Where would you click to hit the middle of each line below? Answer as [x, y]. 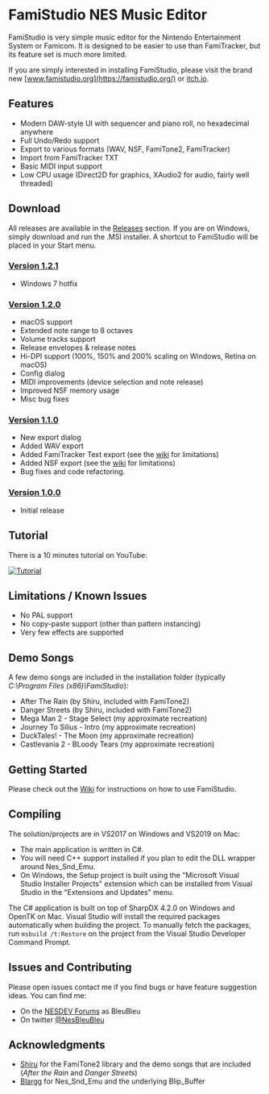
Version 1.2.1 [33, 266]
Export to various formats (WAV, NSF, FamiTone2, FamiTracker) [125, 149]
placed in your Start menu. [52, 245]
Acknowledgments [57, 1045]
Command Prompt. [39, 942]
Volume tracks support [58, 339]
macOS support [46, 322]
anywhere [37, 131]
